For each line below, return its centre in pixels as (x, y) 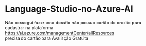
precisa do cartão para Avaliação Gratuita (47, 38)
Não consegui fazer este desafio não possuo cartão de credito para (73, 23)
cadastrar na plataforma (29, 27)
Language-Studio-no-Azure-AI (69, 9)
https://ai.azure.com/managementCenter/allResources (60, 33)
